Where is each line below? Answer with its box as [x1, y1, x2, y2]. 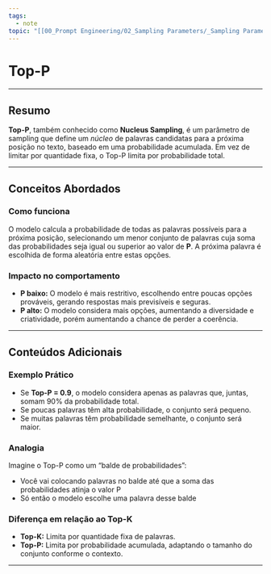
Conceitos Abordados [8, 182, 121, 195]
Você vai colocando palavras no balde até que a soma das [19, 476, 215, 486]
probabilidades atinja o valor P [19, 485, 121, 495]
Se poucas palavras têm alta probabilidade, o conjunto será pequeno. [19, 404, 252, 414]
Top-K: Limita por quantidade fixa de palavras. [19, 532, 176, 542]
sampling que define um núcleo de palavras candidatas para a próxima [8, 134, 244, 144]
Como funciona [8, 206, 70, 217]
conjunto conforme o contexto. [19, 549, 123, 559]
